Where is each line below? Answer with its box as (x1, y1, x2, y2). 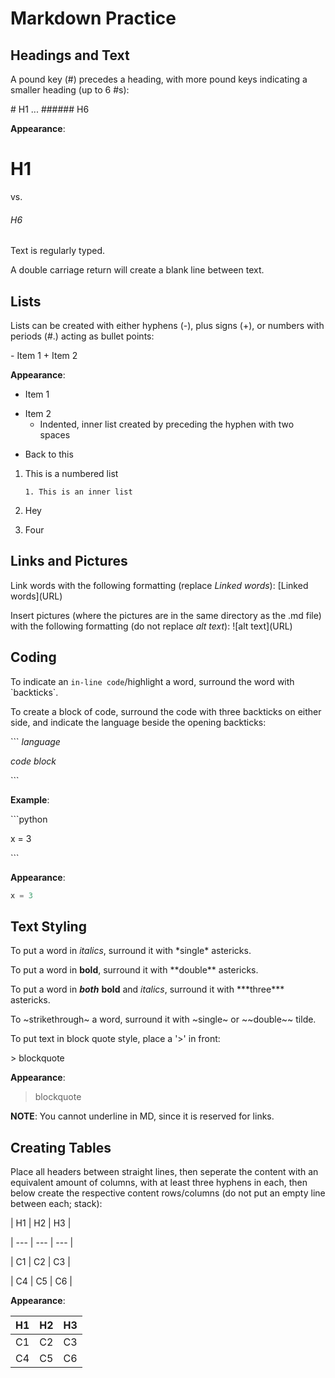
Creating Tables (10, 1139, 112, 1156)
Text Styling (10, 918, 87, 935)
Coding (10, 649, 57, 666)
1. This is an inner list (24, 487, 133, 497)
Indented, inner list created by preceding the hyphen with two (39, 418, 295, 430)
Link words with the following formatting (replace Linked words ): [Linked (10, 579, 309, 591)
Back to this (24, 448, 74, 460)
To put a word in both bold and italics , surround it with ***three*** (10, 983, 285, 996)
